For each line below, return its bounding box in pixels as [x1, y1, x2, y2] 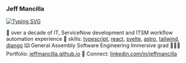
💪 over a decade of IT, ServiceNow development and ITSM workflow [6, 29, 173, 36]
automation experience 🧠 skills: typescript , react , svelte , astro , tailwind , [6, 36, 180, 43]
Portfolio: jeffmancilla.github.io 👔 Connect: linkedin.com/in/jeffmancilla [6, 50, 177, 57]
